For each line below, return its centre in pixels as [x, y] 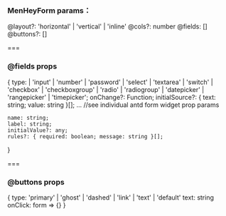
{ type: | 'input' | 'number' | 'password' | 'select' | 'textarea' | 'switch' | [110, 82]
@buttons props [36, 182]
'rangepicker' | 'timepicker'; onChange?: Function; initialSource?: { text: [112, 97]
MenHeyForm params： [49, 10]
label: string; [30, 124]
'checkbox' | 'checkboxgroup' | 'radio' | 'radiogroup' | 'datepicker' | [106, 89]
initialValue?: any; [38, 130]
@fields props [32, 66]
